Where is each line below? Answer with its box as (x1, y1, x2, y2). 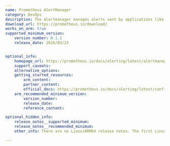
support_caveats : (14, 63, 51, 68)
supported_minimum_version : (5, 31, 65, 36)
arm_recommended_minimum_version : (14, 91, 87, 96)
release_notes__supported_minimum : (14, 119, 90, 124)
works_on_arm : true (5, 26, 47, 31)
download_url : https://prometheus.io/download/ (5, 21, 108, 27)
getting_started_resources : (14, 73, 73, 78)
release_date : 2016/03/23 (14, 40, 69, 45)
